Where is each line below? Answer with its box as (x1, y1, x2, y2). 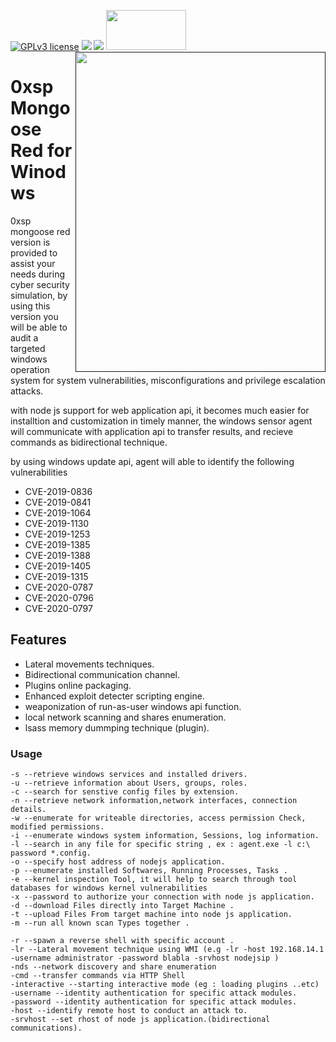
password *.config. (10, 848, 92, 859)
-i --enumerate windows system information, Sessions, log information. (10, 831, 320, 841)
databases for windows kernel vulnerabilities (10, 883, 208, 894)
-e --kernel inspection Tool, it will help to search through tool (10, 875, 298, 885)
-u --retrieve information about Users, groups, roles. (10, 778, 248, 789)
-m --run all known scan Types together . (10, 918, 190, 929)
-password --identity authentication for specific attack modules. (10, 997, 298, 1007)
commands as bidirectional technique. (10, 436, 168, 448)
